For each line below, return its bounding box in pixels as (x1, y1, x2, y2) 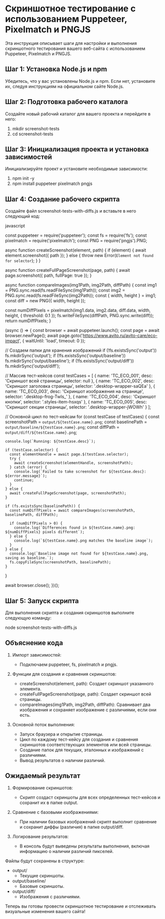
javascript (5, 223, 26, 229)
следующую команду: (5, 615, 52, 621)
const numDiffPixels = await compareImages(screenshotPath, (9, 508, 135, 513)
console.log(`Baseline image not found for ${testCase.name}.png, (9, 551, 149, 556)
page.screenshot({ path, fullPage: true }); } (5, 272, 92, 279)
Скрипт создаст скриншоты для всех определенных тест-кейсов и (19, 794, 161, 800)
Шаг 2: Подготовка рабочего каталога (5, 98, 128, 106)
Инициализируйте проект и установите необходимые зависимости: (5, 166, 148, 172)
